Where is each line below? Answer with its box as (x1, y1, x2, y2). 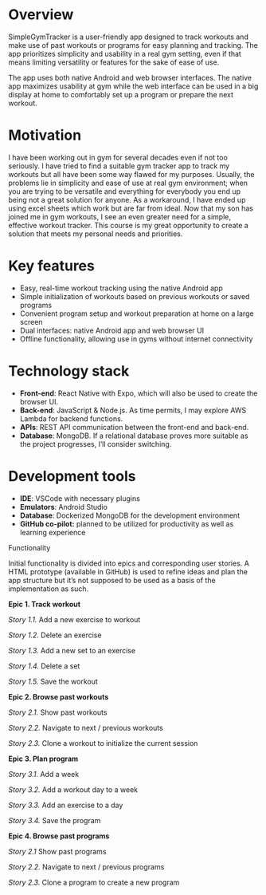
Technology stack (8, 362, 130, 380)
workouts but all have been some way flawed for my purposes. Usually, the (8, 169, 255, 179)
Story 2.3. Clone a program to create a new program (8, 877, 180, 887)
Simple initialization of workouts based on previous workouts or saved (19, 291, 250, 301)
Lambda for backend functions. (19, 413, 123, 424)
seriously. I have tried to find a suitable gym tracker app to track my (8, 161, 230, 171)
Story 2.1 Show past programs (8, 846, 107, 856)
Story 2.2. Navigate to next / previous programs (8, 861, 165, 871)
